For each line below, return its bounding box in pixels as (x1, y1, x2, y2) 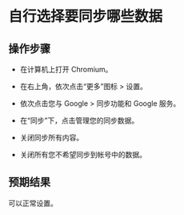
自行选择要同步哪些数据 (8, 7, 163, 26)
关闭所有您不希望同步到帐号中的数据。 (19, 150, 146, 159)
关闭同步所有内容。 (19, 133, 84, 142)
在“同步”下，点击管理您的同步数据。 (19, 116, 139, 125)
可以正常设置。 (8, 198, 58, 208)
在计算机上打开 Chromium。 (19, 65, 113, 74)
